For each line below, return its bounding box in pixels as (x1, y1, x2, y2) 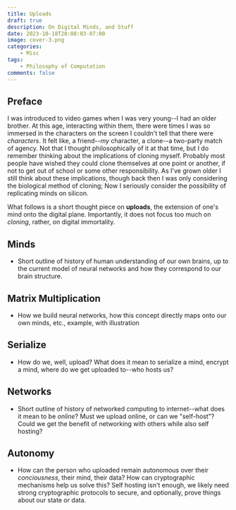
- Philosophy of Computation (20, 63, 106, 70)
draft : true (7, 17, 42, 24)
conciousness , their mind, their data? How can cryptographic (17, 473, 195, 482)
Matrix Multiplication (7, 292, 101, 304)
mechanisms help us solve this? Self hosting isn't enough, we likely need (17, 481, 229, 490)
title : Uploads (7, 10, 52, 18)
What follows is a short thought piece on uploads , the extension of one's (7, 202, 219, 212)
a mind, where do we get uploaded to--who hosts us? (17, 365, 174, 374)
